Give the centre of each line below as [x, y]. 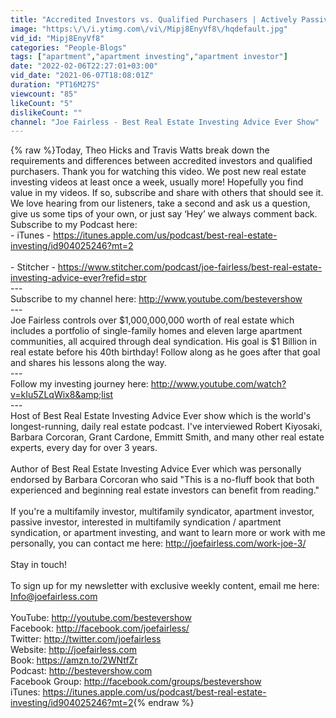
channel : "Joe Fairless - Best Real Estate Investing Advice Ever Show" [165, 122]
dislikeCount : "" [46, 112]
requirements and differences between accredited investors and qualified [161, 161]
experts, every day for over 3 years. [84, 448]
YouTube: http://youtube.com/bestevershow [101, 618]
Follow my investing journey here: [79, 384]
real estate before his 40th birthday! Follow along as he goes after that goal [165, 352]
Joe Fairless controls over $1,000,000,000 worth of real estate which [152, 320]
